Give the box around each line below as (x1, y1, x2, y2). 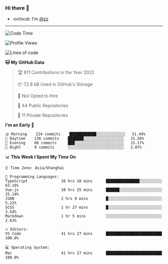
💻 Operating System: (5, 245, 50, 250)
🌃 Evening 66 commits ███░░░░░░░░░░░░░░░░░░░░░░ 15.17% (5, 140, 144, 146)
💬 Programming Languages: (5, 174, 59, 179)
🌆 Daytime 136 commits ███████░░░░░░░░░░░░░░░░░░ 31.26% (5, 136, 144, 141)
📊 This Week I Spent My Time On (5, 154, 76, 160)
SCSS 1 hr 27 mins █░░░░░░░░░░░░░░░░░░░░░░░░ (5, 205, 162, 210)
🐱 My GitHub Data (5, 60, 45, 66)
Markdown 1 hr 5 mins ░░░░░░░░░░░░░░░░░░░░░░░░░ (5, 214, 162, 219)
